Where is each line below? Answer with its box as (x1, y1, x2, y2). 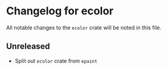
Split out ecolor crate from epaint (14, 57, 98, 64)
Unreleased (6, 41, 51, 51)
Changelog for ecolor (6, 4, 114, 18)
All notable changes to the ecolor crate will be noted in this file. (6, 24, 162, 31)
